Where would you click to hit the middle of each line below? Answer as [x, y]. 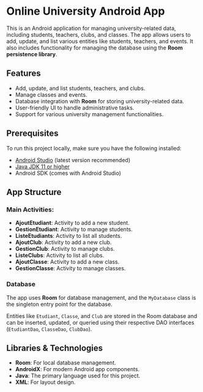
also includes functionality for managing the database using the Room [95, 48]
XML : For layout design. [45, 382]
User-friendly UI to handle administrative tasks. [75, 108]
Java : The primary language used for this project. [78, 376]
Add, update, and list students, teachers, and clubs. [80, 88]
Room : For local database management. [65, 363]
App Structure [34, 192]
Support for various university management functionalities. [89, 114]
